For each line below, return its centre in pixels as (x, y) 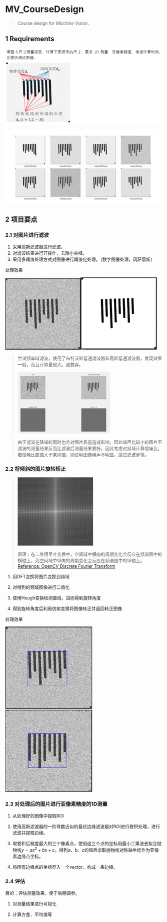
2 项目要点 (21, 220)
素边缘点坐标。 (28, 856)
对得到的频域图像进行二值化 (41, 587)
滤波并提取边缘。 (30, 833)
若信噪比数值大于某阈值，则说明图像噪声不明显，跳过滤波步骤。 (83, 455)
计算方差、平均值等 (32, 914)
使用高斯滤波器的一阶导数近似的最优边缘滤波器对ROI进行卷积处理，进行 (86, 827)
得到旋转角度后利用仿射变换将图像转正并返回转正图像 (67, 608)
